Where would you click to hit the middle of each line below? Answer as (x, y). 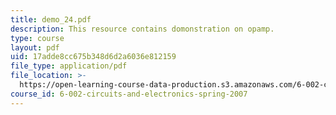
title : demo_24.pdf (51, 19)
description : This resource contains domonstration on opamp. (142, 29)
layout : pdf (35, 47)
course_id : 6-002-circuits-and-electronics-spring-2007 (129, 94)
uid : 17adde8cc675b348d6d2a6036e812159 (93, 57)
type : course (37, 38)
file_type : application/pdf (69, 66)
